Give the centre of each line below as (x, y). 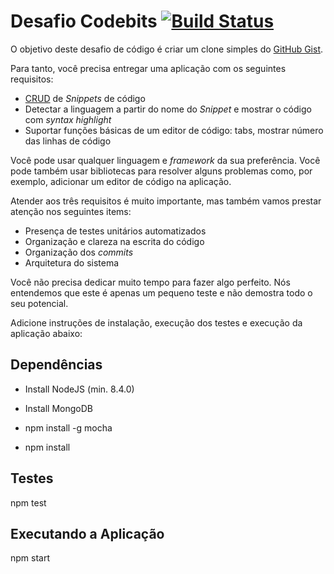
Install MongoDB (59, 408)
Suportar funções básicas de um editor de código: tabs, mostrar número (174, 130)
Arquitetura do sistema (72, 262)
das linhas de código (68, 141)
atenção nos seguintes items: (71, 211)
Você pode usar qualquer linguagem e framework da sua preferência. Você (165, 160)
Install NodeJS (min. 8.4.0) (79, 389)
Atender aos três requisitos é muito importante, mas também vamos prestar (166, 201)
